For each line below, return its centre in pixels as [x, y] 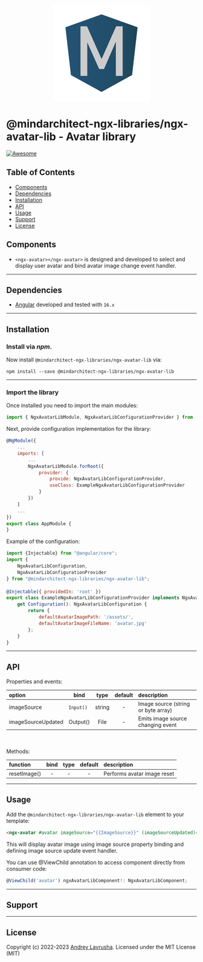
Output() [79, 721]
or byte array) [155, 710]
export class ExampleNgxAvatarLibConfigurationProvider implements [93, 598]
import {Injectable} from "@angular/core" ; [62, 554]
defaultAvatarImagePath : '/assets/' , [86, 617]
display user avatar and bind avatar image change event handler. [95, 265]
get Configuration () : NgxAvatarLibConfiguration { [82, 604]
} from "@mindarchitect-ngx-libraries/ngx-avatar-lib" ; [78, 579]
